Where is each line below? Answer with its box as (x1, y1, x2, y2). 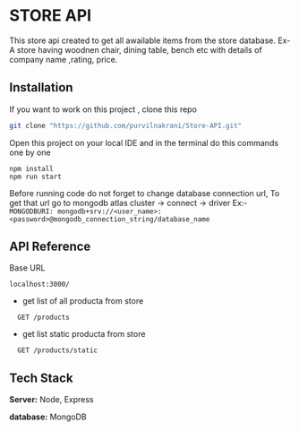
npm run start (9, 172, 63, 181)
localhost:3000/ (9, 280, 70, 289)
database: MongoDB (9, 411, 87, 422)
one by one (9, 147, 51, 158)
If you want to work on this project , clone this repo (9, 104, 197, 115)
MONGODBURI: (9, 207, 54, 216)
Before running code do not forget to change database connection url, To (9, 187, 280, 198)
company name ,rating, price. (9, 54, 118, 65)
